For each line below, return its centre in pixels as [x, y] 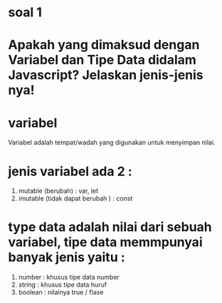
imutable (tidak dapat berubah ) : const [75, 198]
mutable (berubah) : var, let [58, 191]
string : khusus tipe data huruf [63, 285]
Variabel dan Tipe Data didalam [102, 60]
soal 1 [25, 12]
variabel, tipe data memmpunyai [105, 242]
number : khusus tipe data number [69, 277]
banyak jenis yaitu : [67, 257]
